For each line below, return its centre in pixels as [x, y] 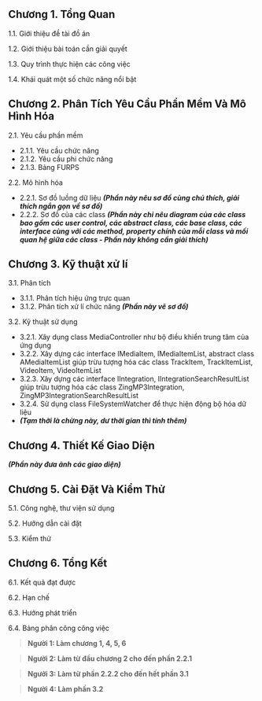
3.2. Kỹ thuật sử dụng [43, 322]
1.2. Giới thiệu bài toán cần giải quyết [68, 49]
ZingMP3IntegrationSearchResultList [79, 396]
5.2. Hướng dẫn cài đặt [45, 523]
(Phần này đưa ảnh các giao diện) [65, 464]
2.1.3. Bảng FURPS [50, 167]
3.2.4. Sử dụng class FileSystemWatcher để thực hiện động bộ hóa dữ [133, 404]
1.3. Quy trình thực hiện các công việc [70, 64]
